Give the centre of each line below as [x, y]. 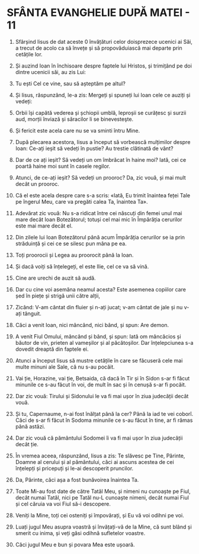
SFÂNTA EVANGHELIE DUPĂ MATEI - [98, 13]
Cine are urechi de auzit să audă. [56, 278]
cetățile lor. [29, 54]
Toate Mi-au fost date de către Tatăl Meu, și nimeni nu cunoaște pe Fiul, [103, 491]
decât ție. [27, 444]
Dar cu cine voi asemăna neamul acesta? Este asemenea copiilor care [100, 289]
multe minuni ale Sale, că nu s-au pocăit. [65, 367]
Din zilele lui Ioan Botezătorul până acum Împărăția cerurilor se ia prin [100, 237]
